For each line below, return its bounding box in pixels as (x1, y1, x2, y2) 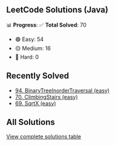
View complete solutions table (6, 133, 82, 141)
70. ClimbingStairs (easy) (14, 93, 78, 100)
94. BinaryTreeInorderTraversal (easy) (14, 87, 110, 94)
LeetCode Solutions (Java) (6, 5, 109, 15)
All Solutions (6, 117, 56, 127)
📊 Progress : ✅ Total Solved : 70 (6, 21, 86, 28)
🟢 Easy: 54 (14, 36, 44, 43)
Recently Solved (6, 71, 69, 81)
